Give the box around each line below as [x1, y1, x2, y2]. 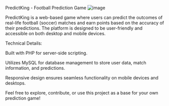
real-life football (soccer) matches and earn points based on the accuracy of [5, 20, 164, 26]
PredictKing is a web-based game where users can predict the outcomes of [5, 15, 163, 20]
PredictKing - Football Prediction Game [5, 5, 87, 11]
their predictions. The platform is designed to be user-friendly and [5, 25, 143, 31]
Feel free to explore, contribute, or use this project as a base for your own [5, 90, 158, 95]
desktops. [5, 80, 26, 86]
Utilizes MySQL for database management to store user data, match [5, 60, 146, 65]
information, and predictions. [5, 65, 66, 71]
